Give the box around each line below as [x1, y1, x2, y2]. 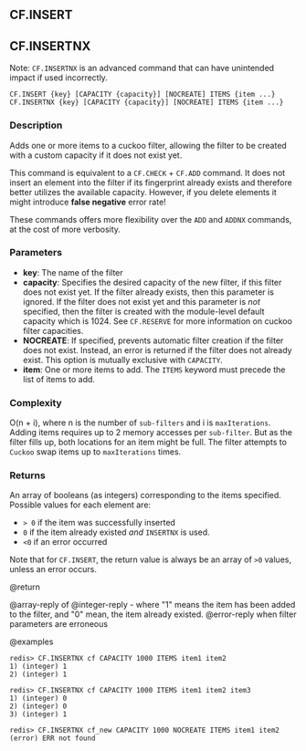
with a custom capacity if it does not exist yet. [9, 150, 183, 161]
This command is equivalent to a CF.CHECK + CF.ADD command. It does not [9, 167, 286, 178]
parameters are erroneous [9, 619, 108, 630]
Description [9, 119, 63, 131]
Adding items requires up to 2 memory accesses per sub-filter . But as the [9, 427, 292, 438]
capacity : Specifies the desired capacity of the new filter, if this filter [22, 276, 282, 287]
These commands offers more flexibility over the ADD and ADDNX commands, [9, 214, 292, 224]
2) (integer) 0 [9, 702, 68, 711]
